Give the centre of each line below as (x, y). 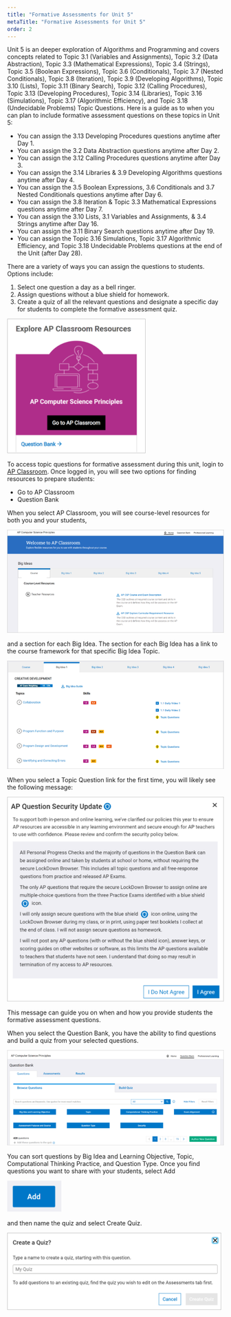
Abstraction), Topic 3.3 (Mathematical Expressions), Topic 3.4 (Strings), (109, 64)
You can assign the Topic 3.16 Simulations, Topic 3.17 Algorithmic (109, 238)
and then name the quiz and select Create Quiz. (75, 1223)
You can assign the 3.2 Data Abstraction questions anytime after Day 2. (118, 151)
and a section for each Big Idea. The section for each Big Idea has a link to (112, 644)
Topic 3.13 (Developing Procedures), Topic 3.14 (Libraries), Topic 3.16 (105, 94)
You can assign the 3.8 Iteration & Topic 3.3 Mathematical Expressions (117, 202)
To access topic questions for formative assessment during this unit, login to (115, 464)
